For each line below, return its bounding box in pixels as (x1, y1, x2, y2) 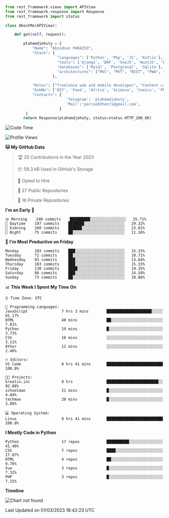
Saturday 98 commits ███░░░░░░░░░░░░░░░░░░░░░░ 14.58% (5, 271, 145, 276)
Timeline (5, 488, 24, 494)
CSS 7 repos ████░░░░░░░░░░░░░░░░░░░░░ (5, 448, 163, 453)
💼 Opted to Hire (17, 178, 50, 184)
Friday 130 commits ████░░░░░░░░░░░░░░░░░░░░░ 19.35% (5, 266, 145, 271)
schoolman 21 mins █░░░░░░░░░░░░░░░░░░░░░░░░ (5, 388, 163, 393)
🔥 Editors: (5, 357, 29, 363)
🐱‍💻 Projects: (5, 375, 33, 380)
